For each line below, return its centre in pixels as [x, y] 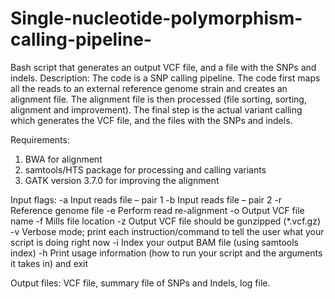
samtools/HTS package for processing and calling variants [145, 169]
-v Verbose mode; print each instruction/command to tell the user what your [167, 231]
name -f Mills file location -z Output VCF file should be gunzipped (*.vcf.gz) [166, 221]
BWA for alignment [63, 159]
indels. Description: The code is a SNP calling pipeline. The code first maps [165, 78]
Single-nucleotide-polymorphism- [156, 18]
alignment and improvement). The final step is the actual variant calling [156, 109]
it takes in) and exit [49, 263]
